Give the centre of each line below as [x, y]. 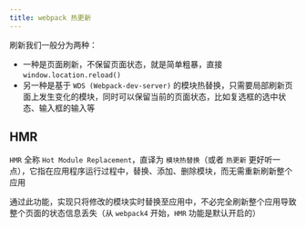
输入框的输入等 [67, 108]
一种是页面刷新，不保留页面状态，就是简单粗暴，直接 [122, 64]
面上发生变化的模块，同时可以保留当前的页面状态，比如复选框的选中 [150, 96]
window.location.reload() [71, 75]
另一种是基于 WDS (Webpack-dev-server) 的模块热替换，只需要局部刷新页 [158, 85]
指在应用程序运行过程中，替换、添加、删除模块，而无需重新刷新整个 [165, 171]
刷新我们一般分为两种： [53, 44]
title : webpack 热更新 [51, 18]
